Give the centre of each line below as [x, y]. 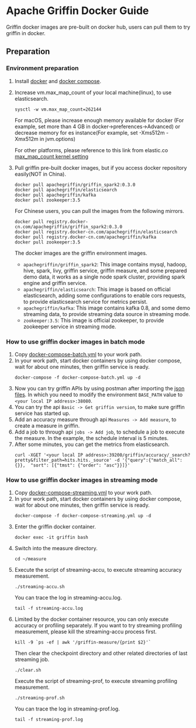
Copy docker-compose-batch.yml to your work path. [78, 354]
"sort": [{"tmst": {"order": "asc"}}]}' [80, 465]
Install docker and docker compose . [58, 81]
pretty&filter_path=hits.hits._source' [63, 460]
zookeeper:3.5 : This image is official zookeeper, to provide [94, 320]
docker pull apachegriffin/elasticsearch [66, 190]
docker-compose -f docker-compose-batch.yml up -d [78, 377]
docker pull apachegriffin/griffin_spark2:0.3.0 [75, 185]
